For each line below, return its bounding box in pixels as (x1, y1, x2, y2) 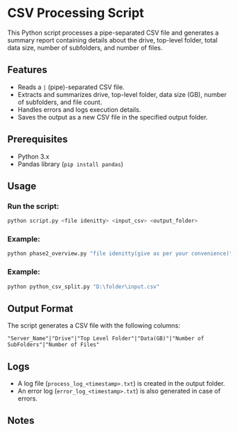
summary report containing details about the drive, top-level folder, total (7, 35, 218, 44)
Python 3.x (17, 152, 50, 161)
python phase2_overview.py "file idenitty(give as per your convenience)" (7, 250, 233, 258)
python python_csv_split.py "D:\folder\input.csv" (7, 283, 160, 290)
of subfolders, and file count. (17, 98, 103, 106)
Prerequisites (7, 133, 68, 146)
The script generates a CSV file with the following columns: (7, 321, 181, 330)
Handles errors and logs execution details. (17, 105, 142, 114)
